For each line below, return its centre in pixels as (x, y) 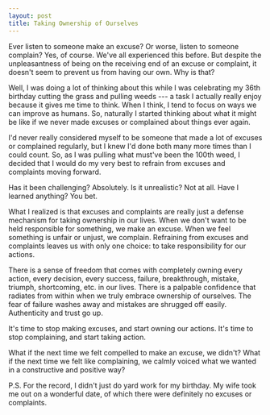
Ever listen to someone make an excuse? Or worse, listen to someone (124, 46)
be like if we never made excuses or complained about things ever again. (130, 122)
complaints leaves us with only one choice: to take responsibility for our (127, 246)
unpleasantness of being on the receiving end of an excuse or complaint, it (133, 63)
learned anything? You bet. (53, 196)
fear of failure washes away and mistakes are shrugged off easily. (118, 304)
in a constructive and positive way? (67, 369)
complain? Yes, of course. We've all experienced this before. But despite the (135, 55)
